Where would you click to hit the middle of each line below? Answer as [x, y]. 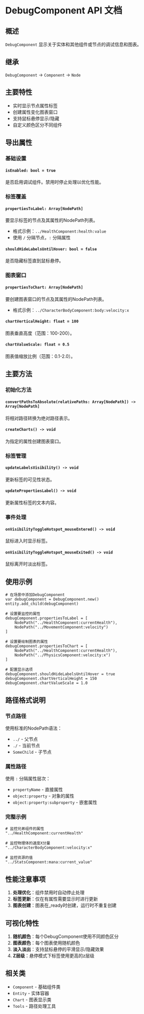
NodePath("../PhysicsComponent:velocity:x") [63, 655]
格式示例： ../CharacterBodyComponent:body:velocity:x [71, 310]
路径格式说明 [26, 700]
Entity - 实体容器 [31, 993]
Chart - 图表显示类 [32, 1000]
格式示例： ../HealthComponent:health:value [59, 231]
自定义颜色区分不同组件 [37, 125]
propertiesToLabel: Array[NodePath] [44, 208]
